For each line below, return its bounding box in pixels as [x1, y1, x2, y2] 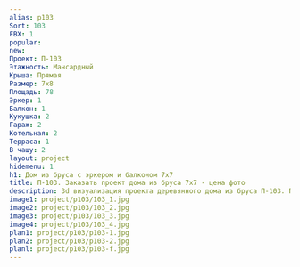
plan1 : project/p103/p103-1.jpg [9, 228, 129, 237]
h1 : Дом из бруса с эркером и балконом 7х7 [9, 170, 174, 179]
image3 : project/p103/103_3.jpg [9, 211, 129, 221]
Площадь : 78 [9, 87, 54, 96]
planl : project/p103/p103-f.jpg [9, 245, 129, 254]
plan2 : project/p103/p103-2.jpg [9, 237, 129, 246]
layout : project [9, 153, 70, 163]
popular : [9, 37, 42, 47]
